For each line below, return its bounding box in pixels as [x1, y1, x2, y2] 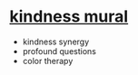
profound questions [22, 45, 97, 56]
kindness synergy [22, 36, 90, 47]
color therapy [22, 55, 74, 66]
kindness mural [9, 6, 129, 27]
